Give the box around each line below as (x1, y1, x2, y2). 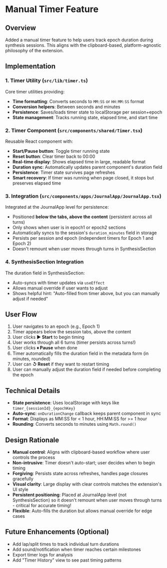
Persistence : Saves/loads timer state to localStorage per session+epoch (12, 109, 162, 115)
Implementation (5, 62, 56, 71)
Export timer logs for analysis (12, 551, 73, 557)
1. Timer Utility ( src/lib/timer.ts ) (5, 77, 88, 84)
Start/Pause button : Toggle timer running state (12, 148, 110, 154)
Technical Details (5, 386, 60, 395)
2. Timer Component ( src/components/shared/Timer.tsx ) (5, 127, 142, 134)
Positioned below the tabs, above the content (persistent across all (12, 214, 152, 220)
